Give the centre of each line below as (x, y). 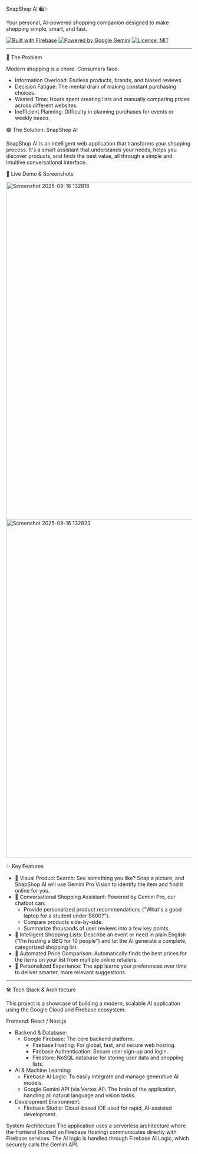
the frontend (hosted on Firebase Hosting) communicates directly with (91, 1132)
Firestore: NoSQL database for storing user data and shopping (108, 1058)
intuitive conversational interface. (47, 162)
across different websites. (46, 105)
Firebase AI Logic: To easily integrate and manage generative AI (101, 1077)
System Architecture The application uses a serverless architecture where (96, 1126)
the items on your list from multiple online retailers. (76, 960)
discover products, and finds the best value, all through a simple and (89, 156)
